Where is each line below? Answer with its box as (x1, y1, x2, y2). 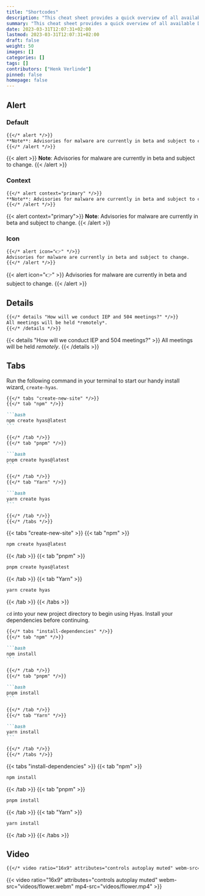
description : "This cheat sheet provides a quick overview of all (6, 15, 179, 21)
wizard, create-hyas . (6, 383, 58, 390)
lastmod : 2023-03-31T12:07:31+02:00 (6, 32, 99, 38)
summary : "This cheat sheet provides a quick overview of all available (6, 20, 195, 26)
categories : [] (6, 54, 45, 61)
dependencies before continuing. (6, 616, 90, 624)
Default (6, 118, 29, 127)
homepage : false (6, 77, 48, 83)
